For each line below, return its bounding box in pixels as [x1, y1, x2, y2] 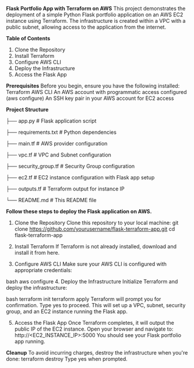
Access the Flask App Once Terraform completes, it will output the [14, 320, 175, 326]
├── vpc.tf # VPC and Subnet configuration [6, 151, 112, 158]
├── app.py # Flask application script [6, 117, 97, 124]
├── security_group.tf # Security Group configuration [6, 163, 135, 169]
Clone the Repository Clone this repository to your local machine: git [14, 219, 179, 226]
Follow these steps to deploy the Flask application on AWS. [6, 208, 152, 215]
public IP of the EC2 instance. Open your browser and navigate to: [14, 325, 174, 332]
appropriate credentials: [14, 267, 72, 273]
